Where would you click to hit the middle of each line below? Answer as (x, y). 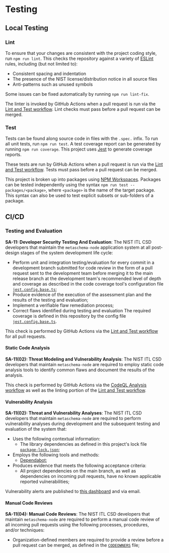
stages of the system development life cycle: (67, 252)
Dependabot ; (34, 460)
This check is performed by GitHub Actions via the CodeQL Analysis (76, 385)
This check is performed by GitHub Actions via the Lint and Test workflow (82, 331)
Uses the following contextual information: (56, 439)
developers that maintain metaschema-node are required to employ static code (84, 365)
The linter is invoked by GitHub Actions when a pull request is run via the (80, 104)
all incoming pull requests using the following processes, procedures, (77, 525)
